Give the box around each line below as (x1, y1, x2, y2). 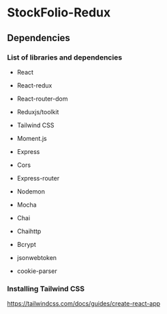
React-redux (16, 81, 52, 90)
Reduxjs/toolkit (16, 107, 59, 116)
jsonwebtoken (16, 253, 57, 261)
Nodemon (16, 187, 46, 196)
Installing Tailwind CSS (7, 284, 85, 293)
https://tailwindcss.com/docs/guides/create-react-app (7, 300, 161, 308)
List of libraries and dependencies (7, 53, 123, 62)
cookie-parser (16, 267, 57, 275)
